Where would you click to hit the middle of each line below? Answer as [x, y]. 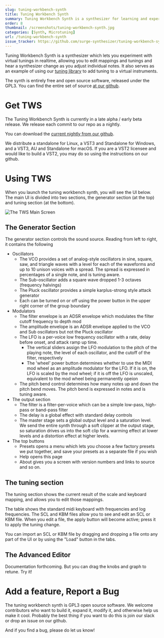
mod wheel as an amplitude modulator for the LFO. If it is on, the [91, 368]
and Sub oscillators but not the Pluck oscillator [66, 332]
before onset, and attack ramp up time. [59, 342]
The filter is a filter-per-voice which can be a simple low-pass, [82, 405]
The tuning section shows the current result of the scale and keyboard [76, 495]
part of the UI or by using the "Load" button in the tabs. [61, 540]
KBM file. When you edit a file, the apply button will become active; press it [81, 520]
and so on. [30, 467]
